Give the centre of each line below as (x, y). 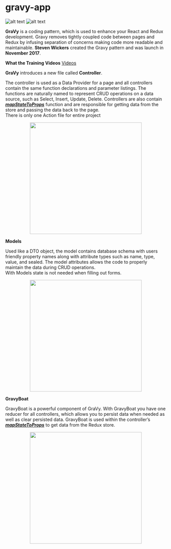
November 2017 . (23, 53)
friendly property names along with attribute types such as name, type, (80, 256)
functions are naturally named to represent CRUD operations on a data (79, 93)
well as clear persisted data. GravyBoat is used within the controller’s (78, 419)
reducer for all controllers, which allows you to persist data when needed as (85, 414)
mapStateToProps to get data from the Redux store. (60, 425)
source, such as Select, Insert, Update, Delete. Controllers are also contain (84, 99)
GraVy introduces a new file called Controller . (54, 72)
